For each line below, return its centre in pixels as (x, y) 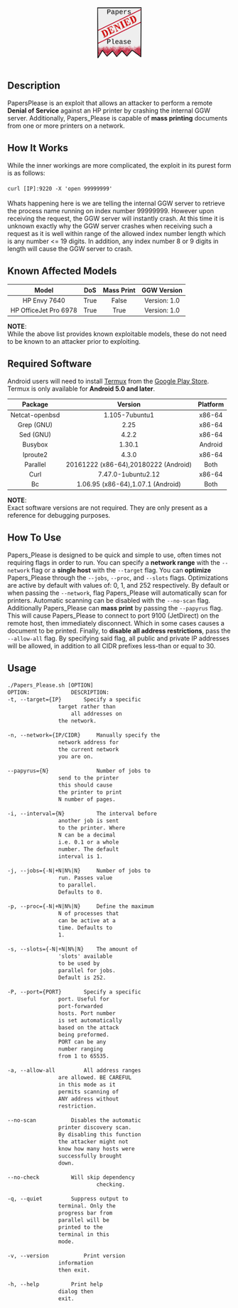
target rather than (87, 707)
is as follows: (26, 173)
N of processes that (88, 914)
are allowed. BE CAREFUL (95, 1078)
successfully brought (90, 1156)
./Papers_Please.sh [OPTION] (50, 685)
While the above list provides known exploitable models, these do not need (117, 334)
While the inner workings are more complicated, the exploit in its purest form (119, 165)
